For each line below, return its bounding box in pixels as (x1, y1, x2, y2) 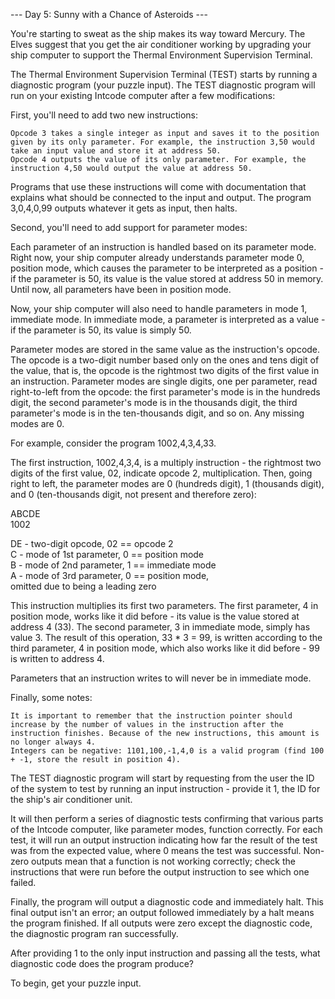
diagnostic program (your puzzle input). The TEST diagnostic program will (10, 79, 316, 91)
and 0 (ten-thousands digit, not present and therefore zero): (10, 489, 257, 500)
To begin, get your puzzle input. (10, 977, 142, 989)
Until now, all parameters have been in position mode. (10, 284, 232, 295)
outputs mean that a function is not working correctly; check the (31, 855, 296, 867)
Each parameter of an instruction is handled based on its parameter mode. (10, 241, 317, 253)
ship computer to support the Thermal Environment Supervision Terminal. (10, 49, 313, 61)
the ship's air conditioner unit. (10, 794, 133, 805)
